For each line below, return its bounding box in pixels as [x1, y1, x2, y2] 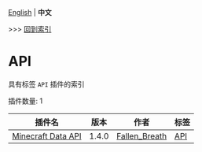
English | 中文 [8, 8, 53, 17]
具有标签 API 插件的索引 [8, 79, 85, 89]
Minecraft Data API [12, 130, 82, 141]
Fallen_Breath [116, 130, 167, 141]
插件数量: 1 [8, 96, 43, 106]
